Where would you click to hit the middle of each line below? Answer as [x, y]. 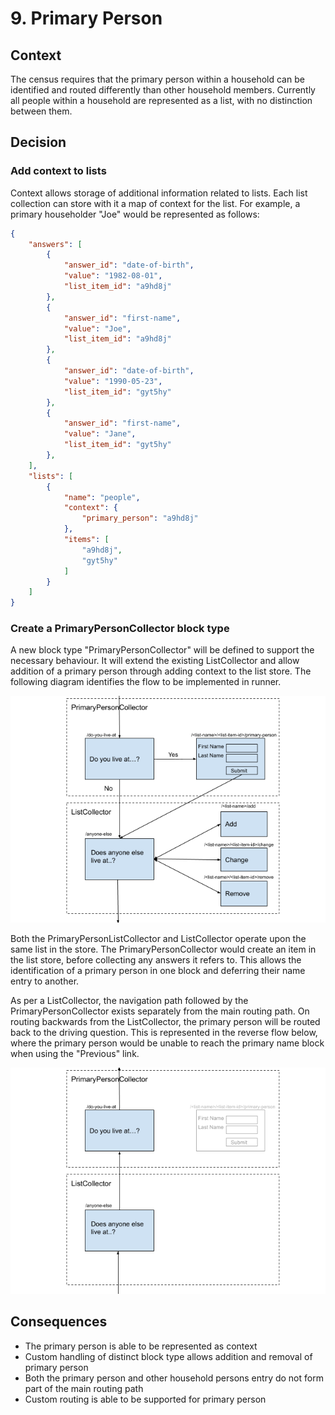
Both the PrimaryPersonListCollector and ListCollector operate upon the [158, 938]
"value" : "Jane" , [100, 434]
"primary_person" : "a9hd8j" [140, 518]
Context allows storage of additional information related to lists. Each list [159, 193]
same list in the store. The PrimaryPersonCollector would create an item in [163, 949]
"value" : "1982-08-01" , [113, 276]
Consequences [59, 1322]
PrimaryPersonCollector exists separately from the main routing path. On [160, 1011]
